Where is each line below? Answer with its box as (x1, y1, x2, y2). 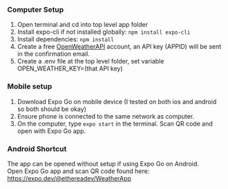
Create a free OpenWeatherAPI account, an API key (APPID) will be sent (17, 43, 222, 51)
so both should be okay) (17, 105, 86, 113)
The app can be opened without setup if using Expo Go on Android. (7, 159, 199, 168)
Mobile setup (7, 81, 53, 91)
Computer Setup (7, 5, 64, 14)
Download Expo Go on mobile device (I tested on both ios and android (17, 97, 217, 106)
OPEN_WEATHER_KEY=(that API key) (17, 64, 123, 73)
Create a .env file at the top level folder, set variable (17, 57, 164, 66)
